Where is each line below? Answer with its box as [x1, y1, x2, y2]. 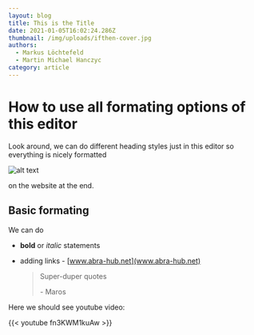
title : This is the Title [8, 19, 94, 27]
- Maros [39, 286, 66, 296]
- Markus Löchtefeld [15, 49, 84, 57]
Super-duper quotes [39, 271, 107, 281]
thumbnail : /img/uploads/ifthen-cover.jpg [8, 33, 152, 42]
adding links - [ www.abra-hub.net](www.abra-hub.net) [19, 256, 201, 266]
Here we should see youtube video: [8, 302, 125, 312]
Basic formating [8, 204, 89, 218]
